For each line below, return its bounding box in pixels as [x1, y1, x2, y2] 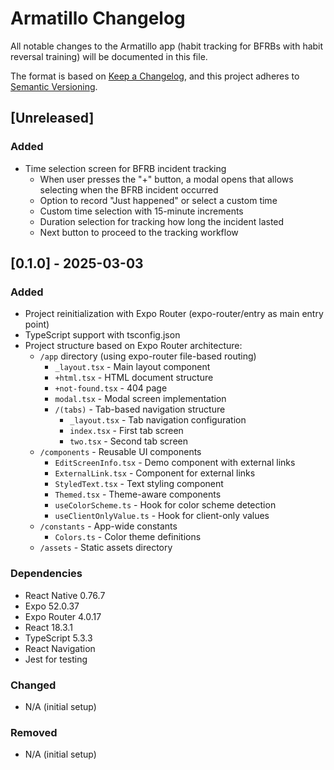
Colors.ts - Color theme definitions [54, 531, 202, 543]
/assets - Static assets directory [39, 542, 173, 554]
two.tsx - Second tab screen [69, 435, 188, 447]
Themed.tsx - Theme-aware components [54, 488, 222, 501]
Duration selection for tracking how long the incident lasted [39, 215, 285, 227]
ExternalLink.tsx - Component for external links [54, 467, 256, 479]
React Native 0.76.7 [24, 589, 106, 601]
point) [24, 318, 50, 331]
